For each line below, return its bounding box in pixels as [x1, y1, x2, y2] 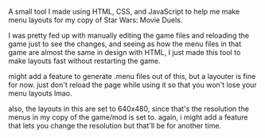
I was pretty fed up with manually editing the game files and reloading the [8, 31, 249, 40]
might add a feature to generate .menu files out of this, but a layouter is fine [8, 72, 256, 81]
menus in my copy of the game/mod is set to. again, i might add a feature [8, 112, 248, 122]
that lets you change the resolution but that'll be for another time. [8, 121, 221, 130]
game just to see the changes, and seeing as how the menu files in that [8, 39, 242, 49]
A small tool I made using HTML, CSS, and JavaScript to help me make [8, 7, 240, 16]
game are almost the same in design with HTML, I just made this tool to [8, 48, 241, 57]
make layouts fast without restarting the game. [8, 56, 161, 65]
